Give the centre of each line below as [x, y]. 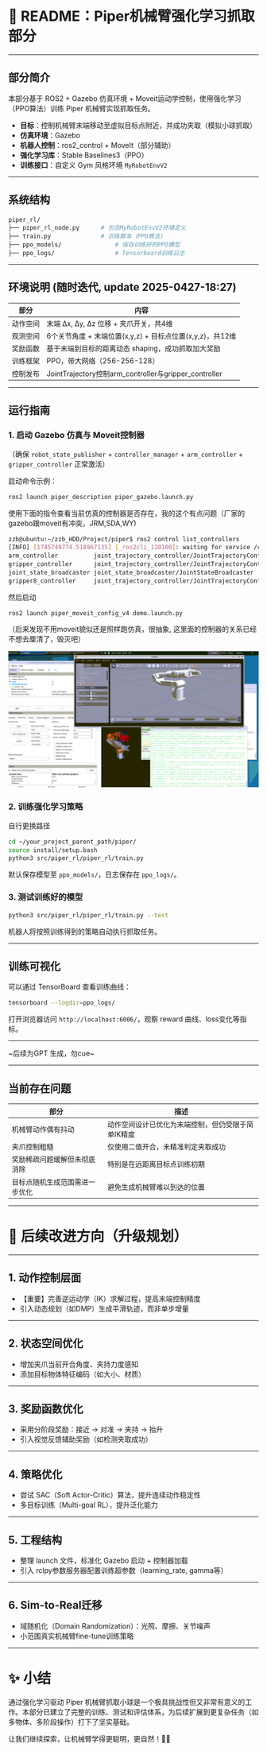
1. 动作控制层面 [45, 1278]
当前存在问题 [40, 1089]
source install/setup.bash [53, 850]
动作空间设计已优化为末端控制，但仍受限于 [177, 1124]
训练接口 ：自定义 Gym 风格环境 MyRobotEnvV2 [94, 165]
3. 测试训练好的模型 [46, 897]
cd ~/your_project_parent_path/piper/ [72, 842]
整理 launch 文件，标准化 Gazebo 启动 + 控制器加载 [104, 1561]
